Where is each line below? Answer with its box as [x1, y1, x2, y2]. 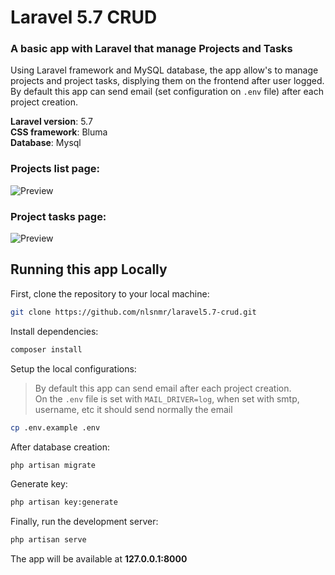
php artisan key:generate [10, 497, 118, 508]
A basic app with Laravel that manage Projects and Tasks [10, 42, 293, 56]
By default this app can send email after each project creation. [34, 382, 292, 394]
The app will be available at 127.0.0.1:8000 [10, 553, 188, 565]
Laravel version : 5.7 [10, 116, 93, 128]
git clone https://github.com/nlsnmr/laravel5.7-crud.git [10, 307, 257, 317]
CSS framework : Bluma [10, 126, 108, 138]
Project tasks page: [10, 209, 107, 223]
